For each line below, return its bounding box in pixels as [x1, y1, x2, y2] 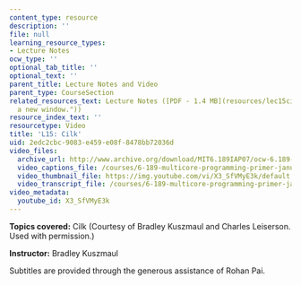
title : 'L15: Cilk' [9, 130, 82, 139]
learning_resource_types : [9, 38, 106, 47]
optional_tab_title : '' [9, 64, 99, 73]
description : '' [9, 22, 70, 30]
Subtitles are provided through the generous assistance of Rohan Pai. [9, 265, 266, 276]
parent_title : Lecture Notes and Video [9, 80, 159, 89]
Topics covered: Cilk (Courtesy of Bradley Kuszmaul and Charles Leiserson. [9, 220, 291, 231]
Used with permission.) [9, 230, 95, 241]
